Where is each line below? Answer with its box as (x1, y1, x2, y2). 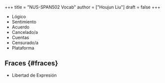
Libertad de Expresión (11, 72, 57, 78)
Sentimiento (11, 19, 37, 25)
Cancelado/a (11, 29, 38, 35)
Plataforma (11, 45, 35, 51)
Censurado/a (11, 40, 39, 46)
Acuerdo (11, 24, 30, 30)
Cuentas (11, 34, 29, 40)
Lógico (11, 14, 26, 19)
